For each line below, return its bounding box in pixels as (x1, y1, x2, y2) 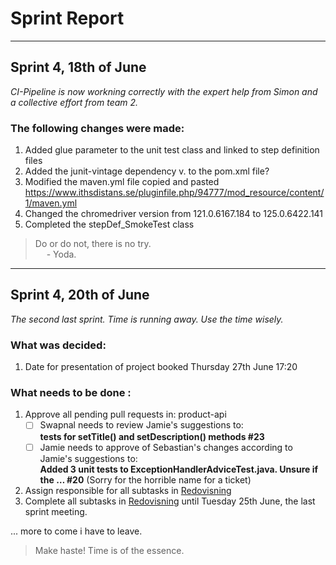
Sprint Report (10, 7, 125, 30)
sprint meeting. (24, 505, 88, 517)
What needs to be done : (10, 386, 132, 400)
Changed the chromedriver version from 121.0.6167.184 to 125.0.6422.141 (24, 208, 324, 220)
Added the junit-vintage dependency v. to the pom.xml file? (24, 165, 270, 177)
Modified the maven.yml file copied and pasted (24, 176, 220, 188)
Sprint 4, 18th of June (10, 59, 147, 76)
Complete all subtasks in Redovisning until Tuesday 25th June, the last (24, 495, 316, 507)
